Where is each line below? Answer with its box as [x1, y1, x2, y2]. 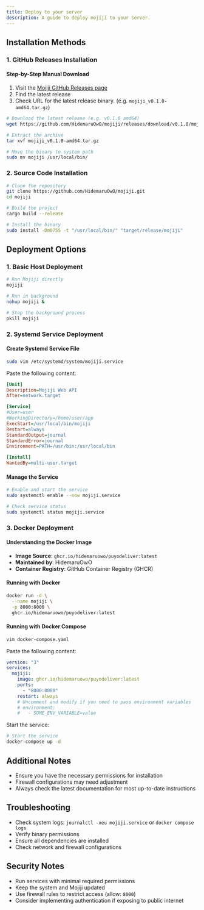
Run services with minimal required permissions [15, 877, 135, 884]
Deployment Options [6, 245, 86, 255]
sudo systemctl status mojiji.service [6, 509, 104, 515]
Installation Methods [6, 37, 86, 48]
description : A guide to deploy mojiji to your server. [6, 15, 151, 21]
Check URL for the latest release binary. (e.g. [15, 97, 128, 104]
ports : [17, 682, 34, 688]
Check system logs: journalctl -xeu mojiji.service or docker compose [15, 819, 194, 826]
